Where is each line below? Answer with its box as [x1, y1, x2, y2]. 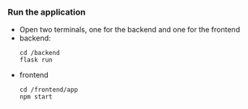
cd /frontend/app [19, 86, 79, 94]
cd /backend [19, 49, 60, 57]
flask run [19, 56, 53, 65]
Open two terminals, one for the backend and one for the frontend [19, 25, 241, 35]
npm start [19, 93, 53, 101]
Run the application [7, 6, 86, 18]
